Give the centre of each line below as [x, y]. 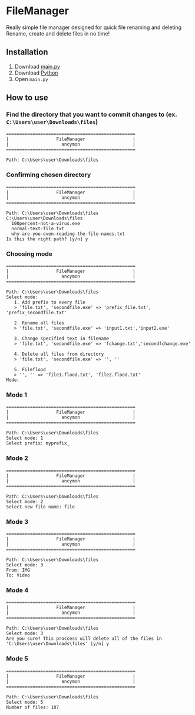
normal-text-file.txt [38, 228]
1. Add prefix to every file [49, 302]
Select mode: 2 [25, 501]
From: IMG [18, 570]
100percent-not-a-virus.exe [46, 223]
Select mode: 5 [25, 702]
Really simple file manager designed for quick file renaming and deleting [94, 27]
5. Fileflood [30, 370]
